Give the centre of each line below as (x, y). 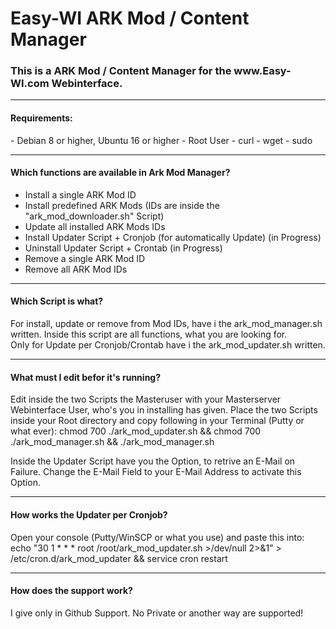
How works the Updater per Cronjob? (89, 514)
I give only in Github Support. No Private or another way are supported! (157, 613)
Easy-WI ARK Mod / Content (130, 18)
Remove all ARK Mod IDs (76, 269)
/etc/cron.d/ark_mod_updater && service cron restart (119, 558)
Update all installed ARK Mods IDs (95, 226)
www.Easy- (262, 71)
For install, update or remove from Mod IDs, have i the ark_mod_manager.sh (166, 324)
